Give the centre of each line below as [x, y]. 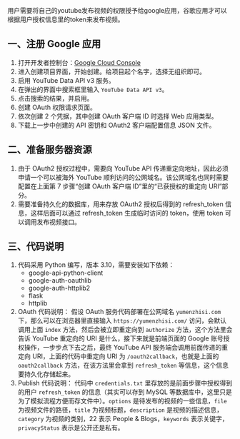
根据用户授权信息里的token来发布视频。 [66, 19]
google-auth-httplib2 [59, 288]
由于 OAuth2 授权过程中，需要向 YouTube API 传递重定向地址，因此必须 [123, 168]
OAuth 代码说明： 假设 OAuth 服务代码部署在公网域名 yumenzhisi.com [119, 312]
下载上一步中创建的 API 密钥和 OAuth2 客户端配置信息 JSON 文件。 [116, 125]
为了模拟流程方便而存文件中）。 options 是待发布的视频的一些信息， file [122, 401]
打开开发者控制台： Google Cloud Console [79, 62]
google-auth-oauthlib [60, 281]
